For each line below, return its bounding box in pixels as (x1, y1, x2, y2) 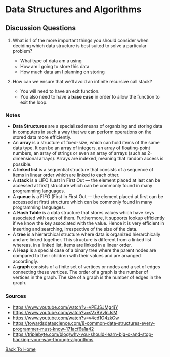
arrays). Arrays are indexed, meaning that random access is (39, 156, 164, 162)
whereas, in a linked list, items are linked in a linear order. (12, 242, 132, 248)
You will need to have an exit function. (20, 88, 100, 94)
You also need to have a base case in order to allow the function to (20, 94, 160, 100)
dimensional (12, 156, 38, 162)
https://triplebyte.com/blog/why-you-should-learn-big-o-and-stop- (12, 331, 153, 337)
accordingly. (12, 258, 39, 265)
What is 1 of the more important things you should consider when (12, 37, 149, 43)
